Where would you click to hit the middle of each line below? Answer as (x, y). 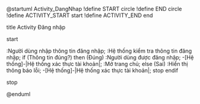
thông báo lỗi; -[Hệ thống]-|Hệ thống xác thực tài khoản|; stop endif (92, 70)
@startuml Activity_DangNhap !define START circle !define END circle (94, 9)
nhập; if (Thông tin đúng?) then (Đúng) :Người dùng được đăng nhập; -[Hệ (100, 57)
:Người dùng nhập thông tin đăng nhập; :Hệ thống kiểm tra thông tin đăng (99, 51)
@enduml (18, 94)
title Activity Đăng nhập (36, 27)
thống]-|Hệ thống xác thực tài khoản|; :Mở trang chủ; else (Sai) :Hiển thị (97, 64)
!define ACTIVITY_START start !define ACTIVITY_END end (80, 15)
